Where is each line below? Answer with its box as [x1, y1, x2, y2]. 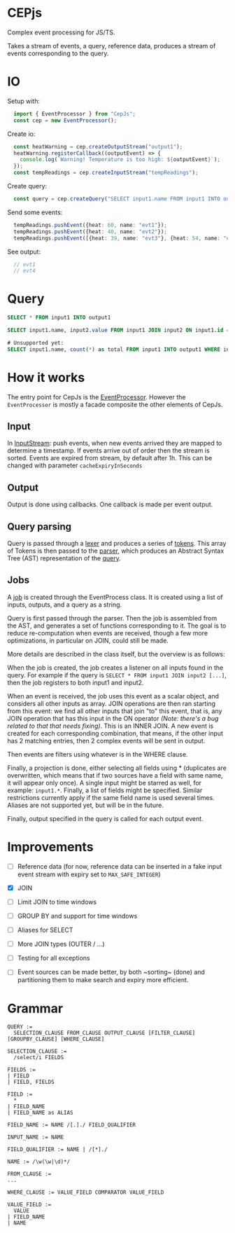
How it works [7, 369, 85, 385]
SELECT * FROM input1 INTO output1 [7, 314, 111, 322]
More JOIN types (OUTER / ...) [17, 940, 105, 949]
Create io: [7, 130, 36, 138]
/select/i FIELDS [13, 1054, 64, 1061]
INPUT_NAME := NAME [7, 1134, 64, 1141]
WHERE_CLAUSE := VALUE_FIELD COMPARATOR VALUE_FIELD [7, 1189, 164, 1196]
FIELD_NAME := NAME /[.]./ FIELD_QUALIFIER [7, 1122, 136, 1129]
